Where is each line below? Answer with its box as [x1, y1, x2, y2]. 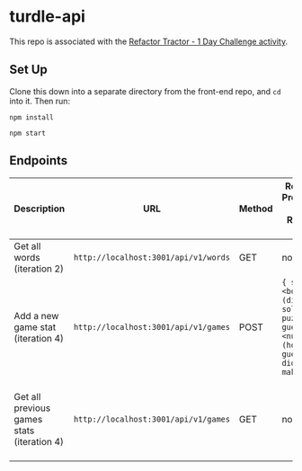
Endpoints [9, 153, 68, 168]
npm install [9, 112, 54, 122]
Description [13, 202, 66, 215]
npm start [9, 129, 47, 138]
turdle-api [9, 6, 85, 27]
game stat [13, 321, 57, 333]
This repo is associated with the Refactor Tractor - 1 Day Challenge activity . [9, 36, 289, 47]
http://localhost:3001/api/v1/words [73, 252, 231, 262]
